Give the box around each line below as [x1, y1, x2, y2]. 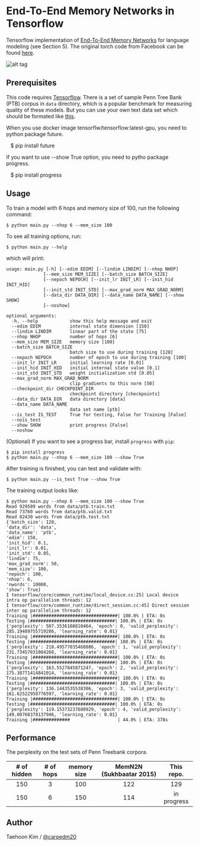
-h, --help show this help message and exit [11, 318, 152, 324]
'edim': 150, [6, 534, 38, 540]
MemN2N [115, 763, 143, 771]
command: [6, 210, 33, 218]
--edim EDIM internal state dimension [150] [11, 323, 150, 329]
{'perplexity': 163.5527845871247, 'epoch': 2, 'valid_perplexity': [6, 665, 179, 671]
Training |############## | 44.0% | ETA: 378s [6, 716, 168, 723]
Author [6, 817, 33, 828]
